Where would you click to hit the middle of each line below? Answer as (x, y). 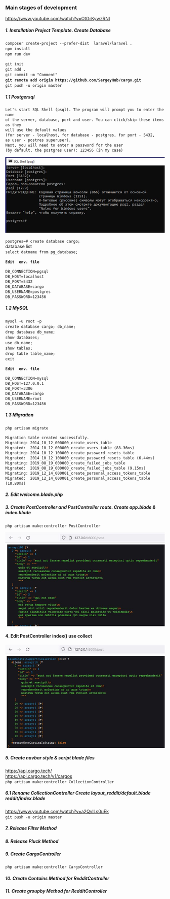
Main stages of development (41, 8)
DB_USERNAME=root (24, 398)
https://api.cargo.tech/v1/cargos (39, 776)
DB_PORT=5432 (19, 281)
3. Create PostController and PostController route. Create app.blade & (80, 507)
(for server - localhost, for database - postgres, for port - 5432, (80, 135)
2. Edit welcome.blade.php (34, 494)
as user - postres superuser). (38, 140)
